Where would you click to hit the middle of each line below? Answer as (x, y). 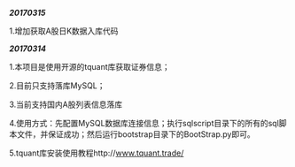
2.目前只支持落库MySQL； (57, 86)
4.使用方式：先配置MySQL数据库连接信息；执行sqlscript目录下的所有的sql (144, 123)
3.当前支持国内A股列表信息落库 (66, 104)
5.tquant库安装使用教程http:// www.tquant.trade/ (97, 153)
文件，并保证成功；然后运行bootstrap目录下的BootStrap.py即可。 (136, 134)
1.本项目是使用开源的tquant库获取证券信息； (89, 67)
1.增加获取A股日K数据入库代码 (64, 31)
